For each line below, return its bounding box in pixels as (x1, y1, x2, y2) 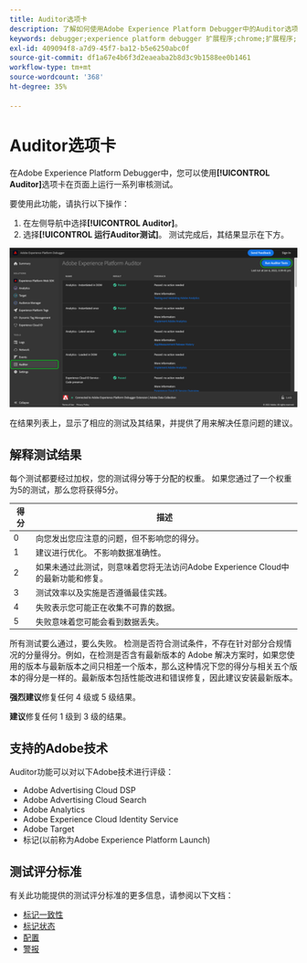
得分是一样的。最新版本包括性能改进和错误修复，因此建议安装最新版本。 (25, 672, 298, 683)
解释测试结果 (9, 447, 82, 462)
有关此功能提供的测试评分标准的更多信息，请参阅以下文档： (9, 890, 234, 901)
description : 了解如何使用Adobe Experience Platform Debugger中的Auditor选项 (9, 24, 299, 34)
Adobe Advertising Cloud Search (22, 795, 147, 806)
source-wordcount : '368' (9, 73, 104, 82)
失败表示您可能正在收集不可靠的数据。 (35, 601, 180, 612)
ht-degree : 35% (9, 82, 68, 91)
